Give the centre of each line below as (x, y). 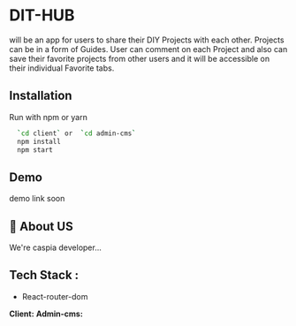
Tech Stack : (44, 275)
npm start (35, 150)
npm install (39, 141)
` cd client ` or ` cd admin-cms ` (77, 133)
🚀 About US (41, 226)
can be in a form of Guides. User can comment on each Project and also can (148, 49)
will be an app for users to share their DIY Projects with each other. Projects (147, 40)
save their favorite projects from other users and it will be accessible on (140, 58)
